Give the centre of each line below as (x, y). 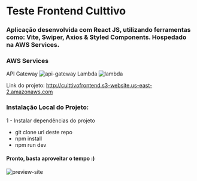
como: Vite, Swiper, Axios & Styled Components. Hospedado (96, 37)
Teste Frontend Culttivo (66, 11)
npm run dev (31, 144)
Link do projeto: (25, 86)
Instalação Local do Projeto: (48, 107)
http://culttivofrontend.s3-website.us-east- (99, 86)
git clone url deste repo (44, 132)
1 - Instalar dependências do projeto (51, 120)
